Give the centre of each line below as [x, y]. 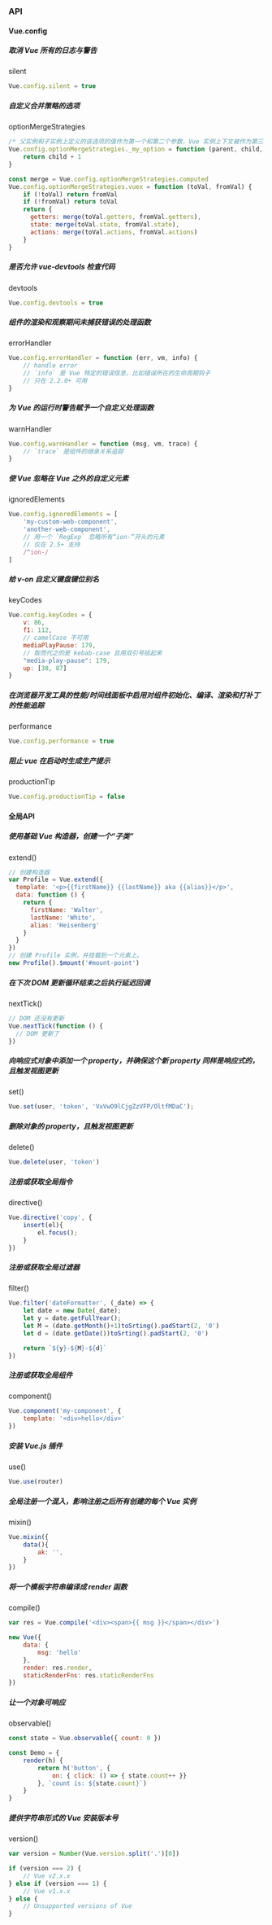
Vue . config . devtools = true [56, 303]
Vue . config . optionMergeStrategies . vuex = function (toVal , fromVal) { [130, 186]
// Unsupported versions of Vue [78, 1906]
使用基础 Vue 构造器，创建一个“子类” [71, 836]
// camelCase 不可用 [56, 638]
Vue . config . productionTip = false [67, 797]
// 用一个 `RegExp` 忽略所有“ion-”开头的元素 [94, 537]
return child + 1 [52, 157]
